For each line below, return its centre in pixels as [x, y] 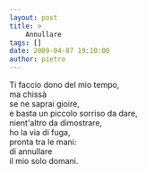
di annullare [31, 151]
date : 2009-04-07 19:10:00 [60, 51]
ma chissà [28, 94]
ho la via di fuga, [40, 132]
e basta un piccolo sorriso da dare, [73, 113]
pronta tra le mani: [43, 142]
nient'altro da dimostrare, [56, 123]
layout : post [34, 17]
